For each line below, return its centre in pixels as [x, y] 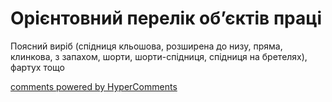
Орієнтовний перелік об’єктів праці [166, 18]
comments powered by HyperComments [94, 86]
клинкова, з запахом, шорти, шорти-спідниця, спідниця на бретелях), [159, 56]
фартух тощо [37, 67]
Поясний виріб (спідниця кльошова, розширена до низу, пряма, [146, 46]
